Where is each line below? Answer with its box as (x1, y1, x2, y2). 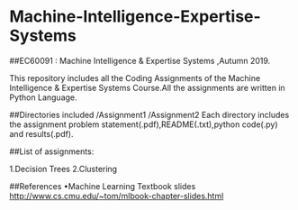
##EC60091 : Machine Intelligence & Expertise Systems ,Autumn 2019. (9, 55, 271, 66)
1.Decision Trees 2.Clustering (9, 163, 118, 174)
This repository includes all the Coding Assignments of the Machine (9, 72, 261, 83)
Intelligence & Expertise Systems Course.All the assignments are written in (9, 82, 285, 93)
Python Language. (9, 92, 78, 103)
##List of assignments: (9, 146, 95, 157)
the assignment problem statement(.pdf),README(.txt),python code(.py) (9, 119, 278, 130)
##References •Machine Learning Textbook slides (9, 180, 196, 191)
